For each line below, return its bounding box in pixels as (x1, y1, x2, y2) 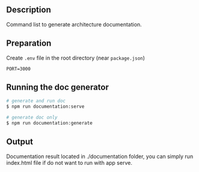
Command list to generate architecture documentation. (6, 20, 142, 28)
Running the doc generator (6, 82, 109, 93)
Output (6, 137, 33, 147)
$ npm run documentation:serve (6, 103, 85, 110)
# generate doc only (6, 114, 58, 121)
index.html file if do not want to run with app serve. (6, 159, 132, 166)
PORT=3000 (6, 66, 31, 72)
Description (6, 5, 51, 15)
